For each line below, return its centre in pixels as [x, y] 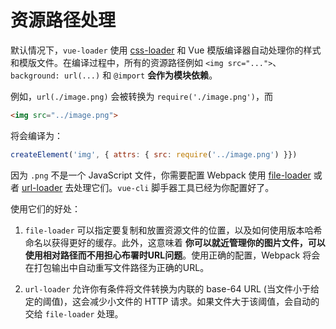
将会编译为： [36, 135]
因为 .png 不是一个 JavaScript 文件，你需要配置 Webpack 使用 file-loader [161, 175]
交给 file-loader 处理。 [74, 313]
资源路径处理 [63, 20]
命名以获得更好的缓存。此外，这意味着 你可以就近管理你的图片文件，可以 [175, 242]
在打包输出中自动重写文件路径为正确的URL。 [117, 267]
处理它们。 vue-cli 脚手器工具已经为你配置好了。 [174, 187]
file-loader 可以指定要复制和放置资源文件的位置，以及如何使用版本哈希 [173, 230]
